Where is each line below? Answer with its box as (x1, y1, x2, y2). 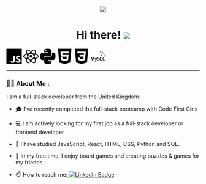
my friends (15, 159, 43, 166)
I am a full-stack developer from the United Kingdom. (6, 93, 141, 100)
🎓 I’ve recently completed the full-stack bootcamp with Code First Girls (15, 105, 198, 112)
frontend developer (15, 128, 64, 136)
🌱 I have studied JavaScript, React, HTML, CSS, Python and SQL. (15, 141, 180, 148)
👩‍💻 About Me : (6, 79, 50, 87)
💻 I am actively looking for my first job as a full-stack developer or (15, 120, 184, 127)
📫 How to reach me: (15, 171, 68, 178)
